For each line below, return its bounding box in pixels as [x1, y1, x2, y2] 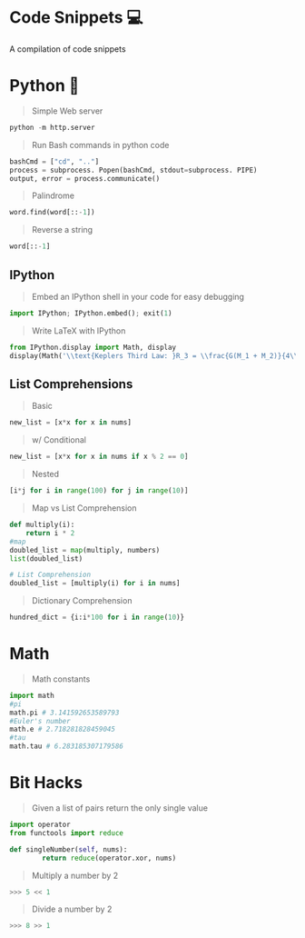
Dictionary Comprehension [31, 595, 133, 606]
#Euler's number [9, 716, 71, 725]
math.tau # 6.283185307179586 [9, 742, 124, 751]
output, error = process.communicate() [9, 174, 161, 183]
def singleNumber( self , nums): [9, 844, 128, 854]
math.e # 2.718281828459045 [9, 724, 116, 734]
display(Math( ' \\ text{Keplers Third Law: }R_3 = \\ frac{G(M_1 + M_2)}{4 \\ [9, 351, 299, 360]
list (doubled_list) [9, 554, 84, 564]
